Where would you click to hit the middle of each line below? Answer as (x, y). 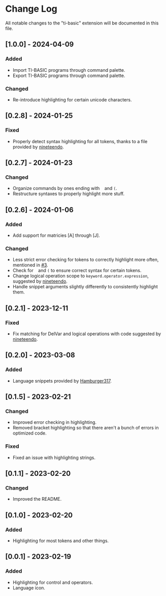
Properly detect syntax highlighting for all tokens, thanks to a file (80, 141)
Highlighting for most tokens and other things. (61, 541)
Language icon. (29, 588)
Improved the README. (37, 499)
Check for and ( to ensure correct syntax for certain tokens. (77, 270)
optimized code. (29, 433)
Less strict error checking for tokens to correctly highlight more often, (86, 260)
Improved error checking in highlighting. (55, 422)
